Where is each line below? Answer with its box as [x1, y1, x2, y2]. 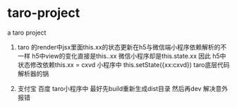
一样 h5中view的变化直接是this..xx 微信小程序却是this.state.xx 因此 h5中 [17, 52, 226, 60]
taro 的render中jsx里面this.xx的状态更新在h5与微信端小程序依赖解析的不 [17, 42, 227, 51]
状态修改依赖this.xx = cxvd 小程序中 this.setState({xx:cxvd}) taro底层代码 [17, 60, 231, 68]
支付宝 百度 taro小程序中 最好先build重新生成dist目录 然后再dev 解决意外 [17, 84, 228, 92]
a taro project [7, 28, 47, 37]
